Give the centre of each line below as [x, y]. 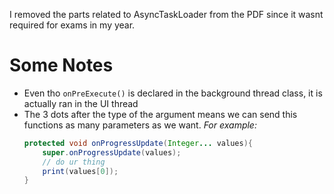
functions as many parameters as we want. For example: [140, 125]
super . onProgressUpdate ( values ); [112, 152]
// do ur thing [74, 162]
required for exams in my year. [72, 25]
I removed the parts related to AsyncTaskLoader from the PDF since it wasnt [166, 14]
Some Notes [61, 65]
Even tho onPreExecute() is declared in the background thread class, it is [173, 93]
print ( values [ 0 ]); [80, 171]
